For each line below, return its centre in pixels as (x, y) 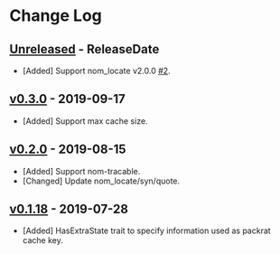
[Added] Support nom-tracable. (81, 171)
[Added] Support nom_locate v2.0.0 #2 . (96, 71)
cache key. (42, 240)
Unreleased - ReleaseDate (84, 49)
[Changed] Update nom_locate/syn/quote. (101, 181)
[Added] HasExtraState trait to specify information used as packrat (146, 230)
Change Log (56, 16)
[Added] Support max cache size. (85, 121)
